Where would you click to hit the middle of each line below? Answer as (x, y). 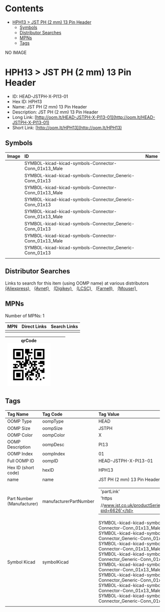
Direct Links (34, 326)
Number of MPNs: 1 (25, 316)
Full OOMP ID (21, 461)
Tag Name (18, 414)
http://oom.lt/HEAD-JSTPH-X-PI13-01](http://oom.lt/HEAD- (96, 117)
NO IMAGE (16, 53)
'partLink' (110, 492)
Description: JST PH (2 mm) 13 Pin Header (55, 112)
